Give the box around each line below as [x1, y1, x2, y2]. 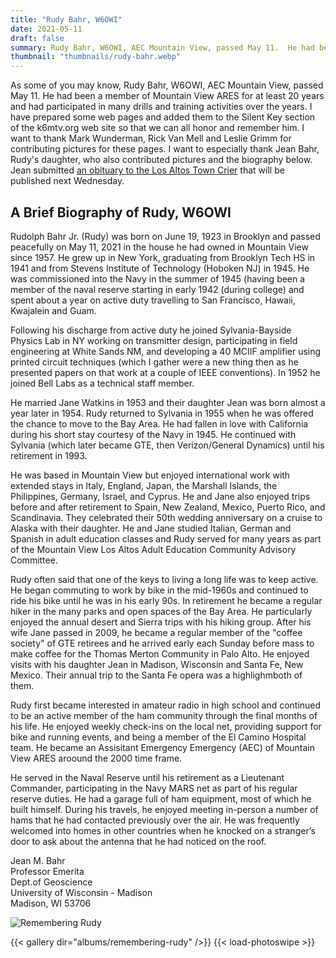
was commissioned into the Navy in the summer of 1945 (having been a [10, 272, 306, 285]
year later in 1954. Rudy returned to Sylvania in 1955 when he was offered [10, 407, 314, 419]
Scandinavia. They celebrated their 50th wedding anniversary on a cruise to [10, 511, 323, 523]
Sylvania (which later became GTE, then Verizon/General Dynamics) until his [10, 439, 325, 451]
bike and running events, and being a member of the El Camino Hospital [10, 731, 307, 743]
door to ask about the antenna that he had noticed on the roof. [10, 835, 267, 847]
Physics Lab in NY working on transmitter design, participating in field [10, 334, 298, 346]
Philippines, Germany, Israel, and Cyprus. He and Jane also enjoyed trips [10, 490, 311, 502]
